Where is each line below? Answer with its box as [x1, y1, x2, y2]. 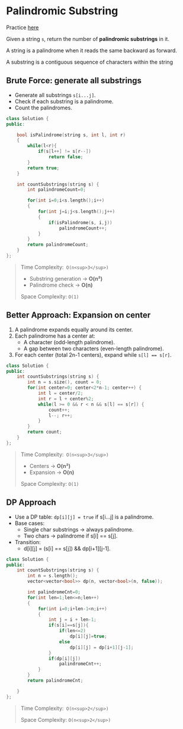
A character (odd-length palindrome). [23, 338, 115, 345]
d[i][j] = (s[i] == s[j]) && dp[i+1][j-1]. [23, 545, 111, 552]
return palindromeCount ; [27, 242, 89, 248]
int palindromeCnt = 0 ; [27, 589, 81, 595]
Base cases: [14, 519, 45, 527]
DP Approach [6, 498, 56, 508]
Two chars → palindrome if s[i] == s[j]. [23, 532, 118, 539]
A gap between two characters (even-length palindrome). [23, 345, 164, 352]
